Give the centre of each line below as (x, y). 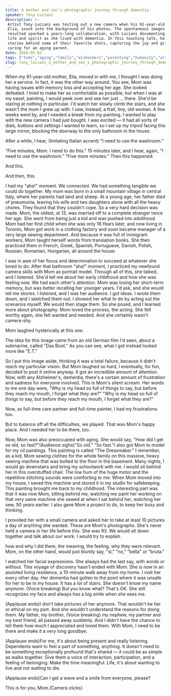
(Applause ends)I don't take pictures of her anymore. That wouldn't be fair (83, 604)
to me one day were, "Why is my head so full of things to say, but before (81, 388)
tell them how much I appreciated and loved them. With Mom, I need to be (83, 626)
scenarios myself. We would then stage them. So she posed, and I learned (83, 304)
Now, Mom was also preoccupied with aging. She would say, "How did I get (84, 440)
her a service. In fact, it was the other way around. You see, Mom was (78, 82)
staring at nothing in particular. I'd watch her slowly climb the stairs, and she (85, 104)
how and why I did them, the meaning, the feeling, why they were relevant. (83, 546)
